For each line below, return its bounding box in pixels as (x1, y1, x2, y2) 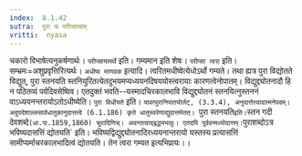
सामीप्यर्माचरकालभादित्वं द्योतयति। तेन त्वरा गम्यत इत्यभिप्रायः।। (9, 138, 192, 149)
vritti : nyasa (9, 30, 68, 39)
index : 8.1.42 (9, 13, 68, 23)
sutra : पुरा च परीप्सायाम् (9, 22, 88, 31)
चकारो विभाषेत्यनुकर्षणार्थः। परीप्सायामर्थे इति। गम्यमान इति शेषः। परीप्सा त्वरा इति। (9, 56, 238, 67)
